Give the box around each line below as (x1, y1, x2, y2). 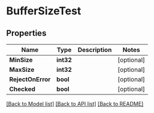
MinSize (9, 56, 33, 64)
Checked (9, 85, 36, 93)
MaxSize (9, 66, 35, 74)
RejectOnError (9, 75, 51, 83)
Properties (6, 28, 47, 38)
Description (77, 46, 112, 54)
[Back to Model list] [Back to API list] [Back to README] (6, 100, 144, 107)
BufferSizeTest (6, 4, 81, 18)
